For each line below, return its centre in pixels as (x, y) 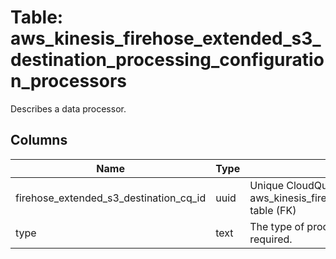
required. (271, 239)
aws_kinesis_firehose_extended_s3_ (166, 38)
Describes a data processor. (68, 108)
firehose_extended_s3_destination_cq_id (111, 198)
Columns (39, 140)
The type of (277, 226)
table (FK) (273, 210)
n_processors (69, 81)
